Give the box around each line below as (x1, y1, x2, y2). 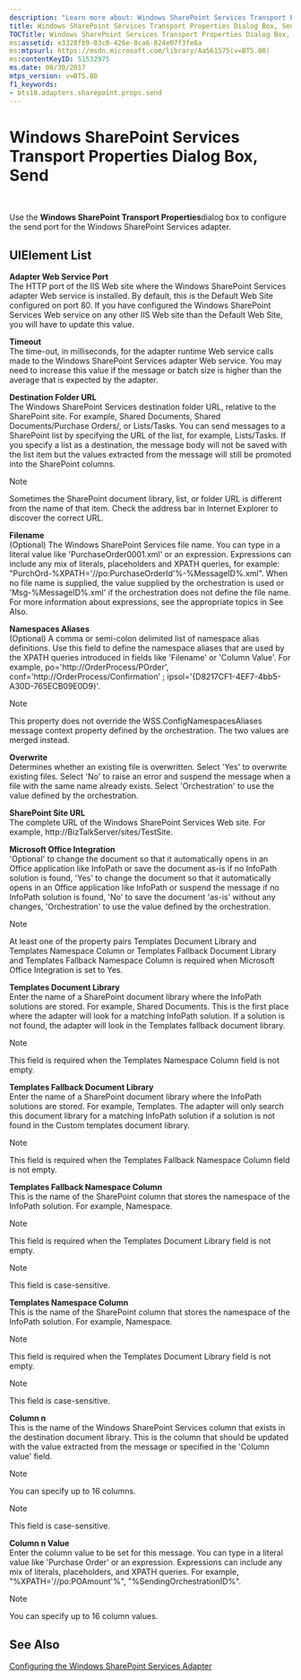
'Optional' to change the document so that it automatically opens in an (9, 853, 269, 864)
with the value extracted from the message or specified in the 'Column (9, 1441, 271, 1452)
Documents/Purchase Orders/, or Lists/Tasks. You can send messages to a (9, 421, 286, 432)
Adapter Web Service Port (9, 271, 109, 283)
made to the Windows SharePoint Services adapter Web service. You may (9, 355, 282, 366)
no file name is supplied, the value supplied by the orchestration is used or (9, 578, 285, 589)
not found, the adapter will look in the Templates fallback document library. (9, 1020, 286, 1031)
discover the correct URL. (9, 512, 105, 523)
